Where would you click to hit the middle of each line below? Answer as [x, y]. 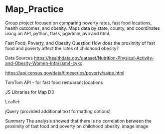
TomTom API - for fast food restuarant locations [54, 82]
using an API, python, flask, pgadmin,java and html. [58, 33]
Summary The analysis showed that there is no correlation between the [79, 121]
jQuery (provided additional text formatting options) [58, 111]
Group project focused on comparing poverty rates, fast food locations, [79, 23]
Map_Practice [34, 9]
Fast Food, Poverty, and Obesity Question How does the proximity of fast [80, 43]
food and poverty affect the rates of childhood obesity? [62, 48]
